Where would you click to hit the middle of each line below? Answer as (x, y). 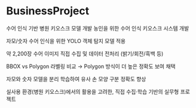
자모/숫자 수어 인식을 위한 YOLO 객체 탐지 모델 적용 (66, 41)
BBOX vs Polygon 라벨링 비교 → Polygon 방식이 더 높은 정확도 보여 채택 (91, 66)
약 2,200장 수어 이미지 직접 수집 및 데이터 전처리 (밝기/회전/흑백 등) (85, 53)
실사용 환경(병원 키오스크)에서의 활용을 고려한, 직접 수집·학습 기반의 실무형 (93, 91)
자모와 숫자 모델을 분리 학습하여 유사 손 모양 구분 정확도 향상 (76, 79)
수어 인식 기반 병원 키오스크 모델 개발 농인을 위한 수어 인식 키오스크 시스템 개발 (98, 28)
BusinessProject (48, 11)
